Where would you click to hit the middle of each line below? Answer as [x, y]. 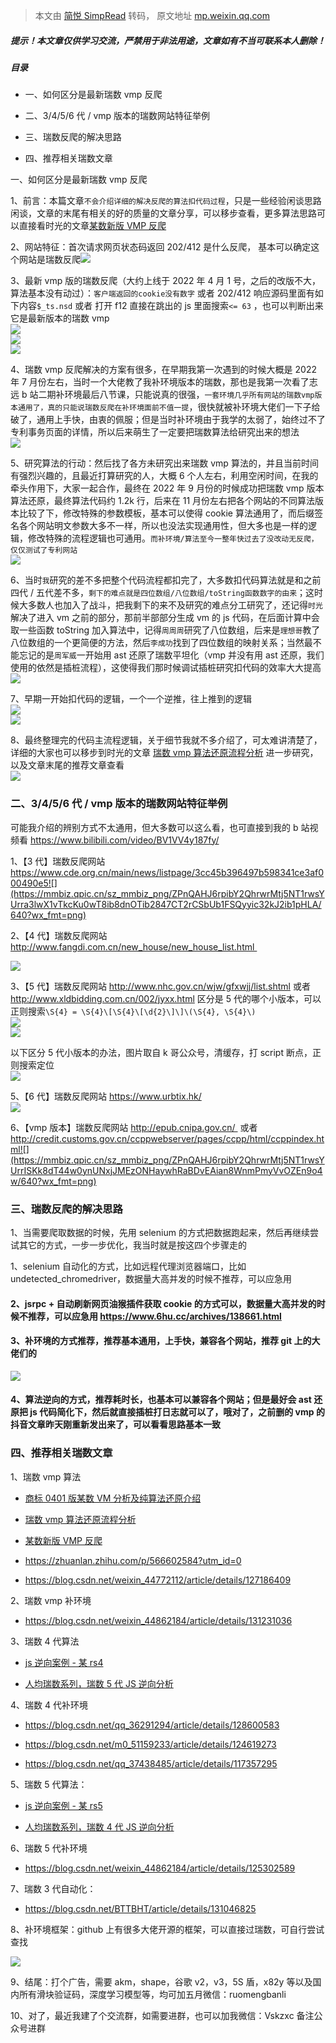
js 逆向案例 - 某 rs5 [63, 1805]
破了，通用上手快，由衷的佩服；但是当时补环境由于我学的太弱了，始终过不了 [168, 420]
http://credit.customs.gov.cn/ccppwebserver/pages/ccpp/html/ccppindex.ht [167, 1138]
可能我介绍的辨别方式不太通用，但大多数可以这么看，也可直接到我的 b [154, 827]
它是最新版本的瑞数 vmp [60, 318]
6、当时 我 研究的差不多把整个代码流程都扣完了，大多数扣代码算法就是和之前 [166, 580]
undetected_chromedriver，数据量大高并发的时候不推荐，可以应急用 [151, 1278]
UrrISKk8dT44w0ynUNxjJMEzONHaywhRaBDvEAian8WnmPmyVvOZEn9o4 [166, 1170]
